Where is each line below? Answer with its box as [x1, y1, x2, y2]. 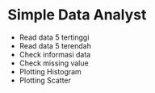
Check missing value [19, 58, 90, 68]
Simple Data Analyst [7, 6, 147, 24]
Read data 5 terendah [19, 40, 92, 50]
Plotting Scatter [19, 75, 72, 85]
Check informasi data [19, 49, 91, 59]
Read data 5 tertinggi [19, 32, 90, 42]
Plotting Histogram [19, 66, 82, 76]
